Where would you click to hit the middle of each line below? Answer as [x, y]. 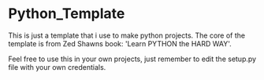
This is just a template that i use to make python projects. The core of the [127, 35]
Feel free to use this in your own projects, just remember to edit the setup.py [132, 59]
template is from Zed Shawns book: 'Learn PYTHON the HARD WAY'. [120, 43]
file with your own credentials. [57, 67]
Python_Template [67, 14]
